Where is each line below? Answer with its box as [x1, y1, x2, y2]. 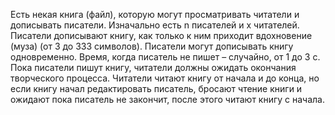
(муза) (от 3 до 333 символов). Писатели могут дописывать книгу [10, 40, 294, 52]
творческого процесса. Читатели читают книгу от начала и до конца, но [10, 72, 320, 84]
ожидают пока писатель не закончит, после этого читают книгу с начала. [10, 94, 326, 105]
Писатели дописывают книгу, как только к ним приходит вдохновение [10, 30, 313, 41]
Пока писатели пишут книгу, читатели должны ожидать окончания [10, 62, 297, 73]
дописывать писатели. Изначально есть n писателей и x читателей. [10, 19, 300, 31]
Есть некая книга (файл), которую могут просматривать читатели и [10, 9, 300, 20]
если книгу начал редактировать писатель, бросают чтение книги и [10, 83, 303, 94]
